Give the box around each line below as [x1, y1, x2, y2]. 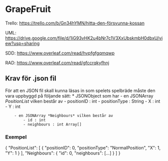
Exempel [5, 133, 27, 140]
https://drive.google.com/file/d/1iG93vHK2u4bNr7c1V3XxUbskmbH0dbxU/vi [5, 35, 163, 41]
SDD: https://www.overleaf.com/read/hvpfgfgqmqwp [5, 50, 115, 56]
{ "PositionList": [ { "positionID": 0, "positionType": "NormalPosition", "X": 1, [5, 145, 161, 151]
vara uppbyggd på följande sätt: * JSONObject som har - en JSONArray [5, 92, 154, 98]
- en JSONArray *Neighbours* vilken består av [14, 113, 113, 118]
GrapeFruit [5, 3, 51, 15]
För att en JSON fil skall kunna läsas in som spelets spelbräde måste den [5, 87, 155, 93]
